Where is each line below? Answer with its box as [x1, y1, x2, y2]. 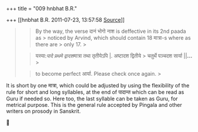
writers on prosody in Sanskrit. [6, 108, 81, 114]
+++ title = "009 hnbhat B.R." [6, 5, 77, 12]
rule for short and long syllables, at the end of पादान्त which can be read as [6, 89, 184, 96]
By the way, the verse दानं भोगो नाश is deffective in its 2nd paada [35, 28, 186, 35]
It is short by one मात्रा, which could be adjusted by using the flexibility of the [6, 82, 190, 89]
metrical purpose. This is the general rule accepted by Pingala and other [6, 101, 182, 108]
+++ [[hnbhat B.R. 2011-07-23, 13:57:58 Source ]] [6, 16, 125, 23]
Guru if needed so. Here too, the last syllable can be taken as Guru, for [6, 95, 178, 102]
